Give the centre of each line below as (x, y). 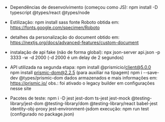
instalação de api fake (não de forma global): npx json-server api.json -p (85, 52)
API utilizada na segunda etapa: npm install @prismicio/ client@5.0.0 (80, 67)
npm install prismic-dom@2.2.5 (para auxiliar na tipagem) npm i (76, 72)
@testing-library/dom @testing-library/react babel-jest (101, 103)
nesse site (21, 88)
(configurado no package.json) (42, 114)
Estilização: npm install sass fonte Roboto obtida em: (65, 22)
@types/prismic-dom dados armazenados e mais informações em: (88, 78)
